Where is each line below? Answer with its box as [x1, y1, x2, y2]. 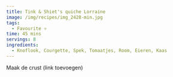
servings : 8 [6, 36, 36, 42]
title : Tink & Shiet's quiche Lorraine [6, 8, 106, 15]
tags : [6, 20, 20, 26]
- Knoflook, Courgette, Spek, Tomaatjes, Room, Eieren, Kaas [11, 48, 168, 54]
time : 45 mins [6, 31, 42, 37]
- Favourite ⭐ [11, 25, 47, 32]
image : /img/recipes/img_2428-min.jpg [6, 14, 103, 20]
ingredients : [6, 42, 39, 48]
